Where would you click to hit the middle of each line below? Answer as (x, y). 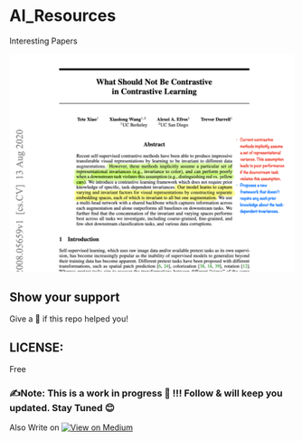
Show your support (65, 297)
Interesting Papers (44, 41)
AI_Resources (63, 16)
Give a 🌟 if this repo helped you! (69, 319)
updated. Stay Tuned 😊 (62, 407)
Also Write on (35, 427)
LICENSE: (37, 347)
